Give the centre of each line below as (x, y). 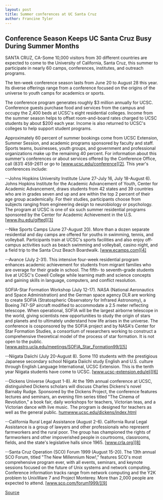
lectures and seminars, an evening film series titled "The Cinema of (72, 397)
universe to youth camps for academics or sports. (55, 93)
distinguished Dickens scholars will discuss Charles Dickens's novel (73, 386)
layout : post (18, 10)
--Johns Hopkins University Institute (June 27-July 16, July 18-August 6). (78, 179)
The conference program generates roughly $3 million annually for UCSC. (79, 102)
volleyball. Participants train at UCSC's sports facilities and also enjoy (75, 240)
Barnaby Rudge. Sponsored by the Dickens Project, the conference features (81, 392)
